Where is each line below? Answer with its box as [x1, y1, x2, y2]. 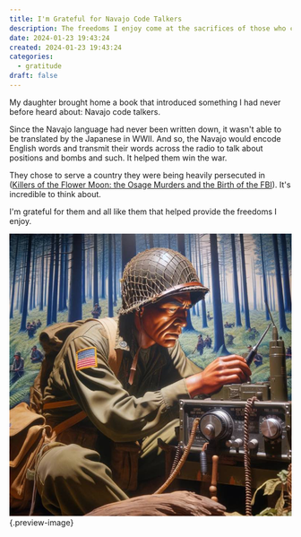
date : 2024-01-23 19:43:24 [9, 33, 110, 42]
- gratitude [17, 62, 63, 71]
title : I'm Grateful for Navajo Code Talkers [9, 14, 182, 23]
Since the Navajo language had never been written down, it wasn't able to [9, 124, 282, 134]
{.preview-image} [9, 516, 74, 528]
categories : [9, 52, 54, 62]
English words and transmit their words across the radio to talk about [9, 143, 263, 153]
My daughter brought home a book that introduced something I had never [9, 97, 281, 108]
